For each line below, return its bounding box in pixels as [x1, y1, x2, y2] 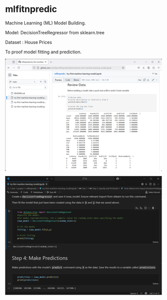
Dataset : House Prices [5, 39, 52, 45]
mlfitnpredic [5, 3, 57, 15]
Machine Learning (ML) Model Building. [5, 20, 86, 26]
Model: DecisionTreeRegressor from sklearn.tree [5, 29, 105, 35]
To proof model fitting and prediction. [5, 49, 82, 55]
